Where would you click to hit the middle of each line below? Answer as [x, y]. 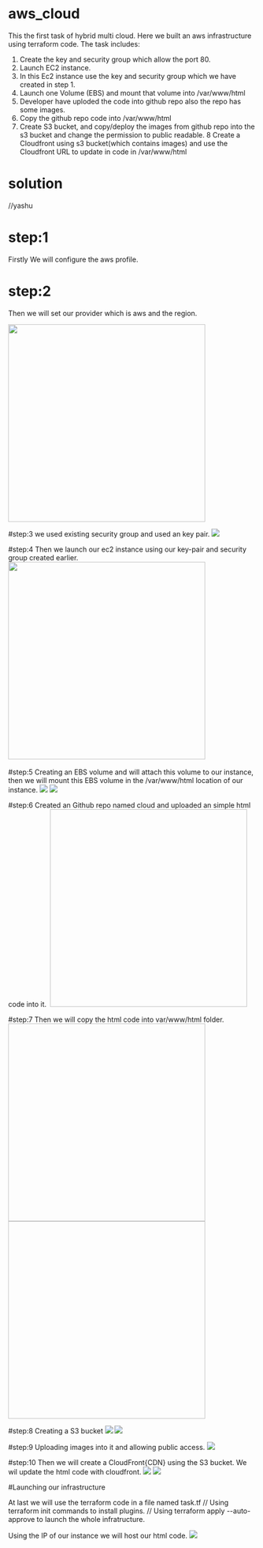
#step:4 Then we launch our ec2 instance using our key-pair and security [127, 549]
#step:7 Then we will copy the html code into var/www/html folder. [116, 1019]
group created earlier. [43, 557]
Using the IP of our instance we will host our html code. [98, 1535]
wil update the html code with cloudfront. [75, 1471]
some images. [42, 109]
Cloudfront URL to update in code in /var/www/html [103, 152]
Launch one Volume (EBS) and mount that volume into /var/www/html [132, 92]
